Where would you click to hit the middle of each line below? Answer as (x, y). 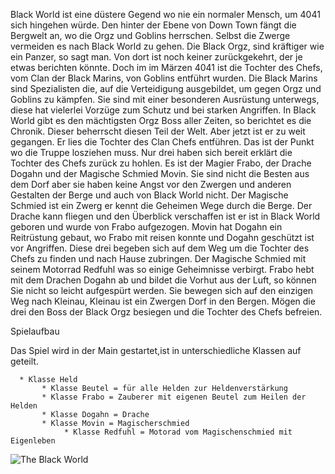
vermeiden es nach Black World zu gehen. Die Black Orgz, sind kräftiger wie (167, 46)
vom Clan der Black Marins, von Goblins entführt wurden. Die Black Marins (164, 78)
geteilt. (24, 361)
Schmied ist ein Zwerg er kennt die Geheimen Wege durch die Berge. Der (161, 205)
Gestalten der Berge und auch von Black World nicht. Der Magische (149, 195)
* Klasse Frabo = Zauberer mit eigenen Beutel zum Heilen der (174, 397)
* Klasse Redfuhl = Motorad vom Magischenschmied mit (178, 432)
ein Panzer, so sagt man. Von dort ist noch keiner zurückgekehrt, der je (156, 57)
